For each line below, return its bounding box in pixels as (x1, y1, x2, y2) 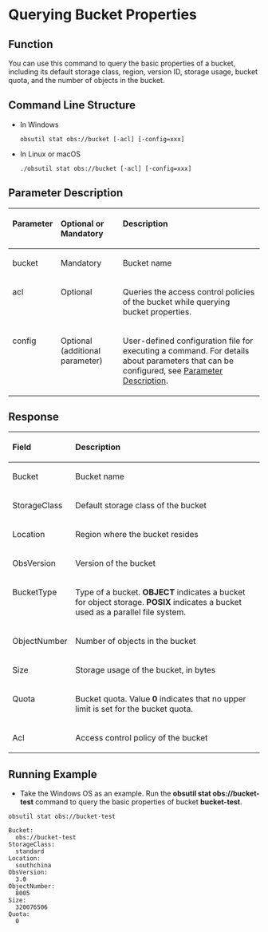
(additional (60, 345, 101, 356)
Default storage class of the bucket (75, 500, 207, 511)
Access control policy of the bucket (75, 733, 208, 744)
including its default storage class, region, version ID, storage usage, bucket (8, 67, 258, 77)
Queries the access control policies (122, 286, 255, 297)
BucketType (12, 586, 57, 598)
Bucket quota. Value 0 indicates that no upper (75, 693, 246, 705)
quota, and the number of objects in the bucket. (8, 76, 165, 85)
